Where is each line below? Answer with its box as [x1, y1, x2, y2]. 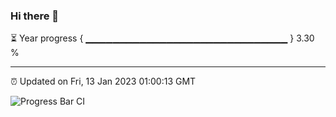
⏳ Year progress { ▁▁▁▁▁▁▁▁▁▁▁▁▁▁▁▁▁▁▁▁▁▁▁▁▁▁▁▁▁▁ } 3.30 [10, 32, 315, 44]
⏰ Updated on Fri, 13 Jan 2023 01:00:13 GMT [10, 75, 197, 88]
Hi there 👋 [10, 9, 60, 23]
